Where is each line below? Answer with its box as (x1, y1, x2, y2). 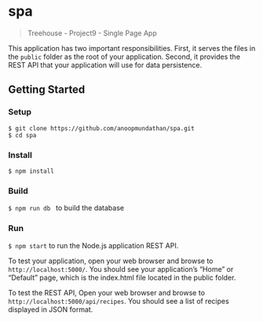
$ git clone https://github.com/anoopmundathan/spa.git (8, 124, 195, 132)
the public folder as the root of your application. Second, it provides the (8, 52, 241, 61)
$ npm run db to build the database (8, 203, 124, 213)
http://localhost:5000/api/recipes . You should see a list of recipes (8, 296, 229, 306)
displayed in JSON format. (8, 305, 93, 314)
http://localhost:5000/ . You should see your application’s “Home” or (8, 264, 234, 273)
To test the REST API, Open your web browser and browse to (8, 287, 206, 297)
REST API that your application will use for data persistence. (8, 60, 203, 69)
